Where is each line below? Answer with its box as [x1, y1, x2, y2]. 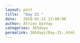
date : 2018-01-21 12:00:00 [5, 16, 66, 21]
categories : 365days [5, 26, 49, 31]
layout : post [5, 7, 33, 12]
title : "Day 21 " [5, 12, 44, 17]
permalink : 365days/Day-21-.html [5, 30, 75, 35]
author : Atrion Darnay [5, 21, 53, 26]
